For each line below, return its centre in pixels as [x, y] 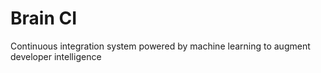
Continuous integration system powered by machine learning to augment [160, 46]
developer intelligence [56, 56]
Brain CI [44, 18]
